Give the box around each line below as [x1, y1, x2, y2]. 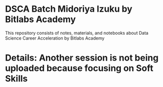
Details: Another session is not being [5, 52, 159, 64]
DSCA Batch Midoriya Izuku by [5, 3, 133, 15]
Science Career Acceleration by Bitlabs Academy [5, 35, 105, 41]
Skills [5, 73, 28, 84]
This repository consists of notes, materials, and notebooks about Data [5, 30, 149, 36]
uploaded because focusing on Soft [5, 63, 154, 74]
